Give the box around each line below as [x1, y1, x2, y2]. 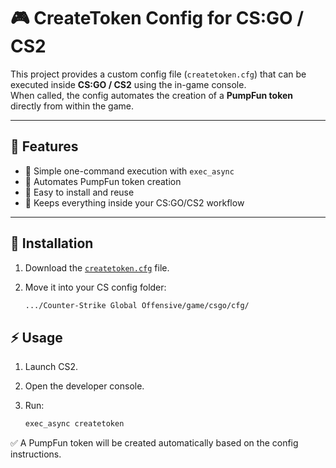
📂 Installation [10, 235, 94, 252]
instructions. [10, 448, 62, 460]
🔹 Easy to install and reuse [24, 186, 135, 198]
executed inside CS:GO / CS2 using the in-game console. [10, 78, 247, 90]
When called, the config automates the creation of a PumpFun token [10, 89, 294, 101]
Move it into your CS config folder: [24, 281, 167, 293]
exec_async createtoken [24, 419, 125, 429]
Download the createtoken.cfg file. [24, 261, 170, 274]
